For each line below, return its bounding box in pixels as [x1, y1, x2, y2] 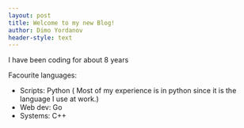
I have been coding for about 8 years [8, 55, 129, 65]
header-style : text [8, 33, 73, 42]
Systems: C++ [19, 111, 67, 121]
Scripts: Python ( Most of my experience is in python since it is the [19, 86, 237, 96]
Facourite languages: [8, 70, 78, 80]
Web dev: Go [19, 103, 63, 112]
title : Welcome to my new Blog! [8, 19, 115, 27]
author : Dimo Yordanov [8, 26, 83, 34]
